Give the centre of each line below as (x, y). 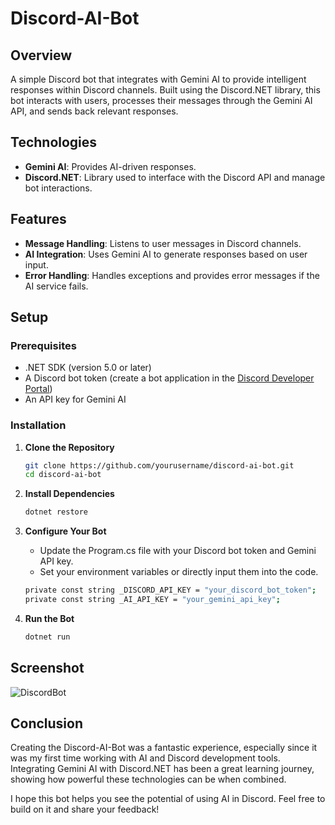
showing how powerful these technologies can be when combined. (148, 779)
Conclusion (47, 723)
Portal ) (38, 389)
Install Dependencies (69, 494)
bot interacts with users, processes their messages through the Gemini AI (161, 100)
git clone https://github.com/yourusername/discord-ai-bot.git (159, 465)
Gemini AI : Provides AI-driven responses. (110, 166)
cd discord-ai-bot (63, 475)
